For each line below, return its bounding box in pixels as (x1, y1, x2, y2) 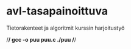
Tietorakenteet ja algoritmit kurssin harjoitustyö (6, 24, 125, 31)
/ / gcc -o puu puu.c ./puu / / (6, 36, 77, 43)
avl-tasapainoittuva (6, 4, 108, 18)
